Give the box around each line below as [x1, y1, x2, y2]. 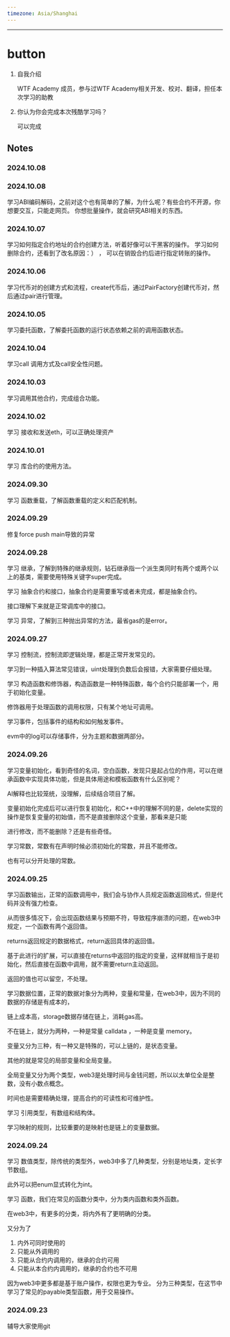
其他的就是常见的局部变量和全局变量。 [7, 1056, 115, 1065]
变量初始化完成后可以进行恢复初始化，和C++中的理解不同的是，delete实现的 [7, 804, 223, 812]
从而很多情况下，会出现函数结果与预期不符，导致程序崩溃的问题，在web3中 [7, 914, 221, 922]
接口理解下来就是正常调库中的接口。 [7, 602, 110, 610]
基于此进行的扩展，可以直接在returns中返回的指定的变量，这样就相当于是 [7, 952, 214, 960]
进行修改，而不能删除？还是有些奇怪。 [7, 827, 115, 835]
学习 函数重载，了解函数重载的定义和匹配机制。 [7, 496, 141, 504]
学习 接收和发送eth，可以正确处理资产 [7, 427, 114, 436]
